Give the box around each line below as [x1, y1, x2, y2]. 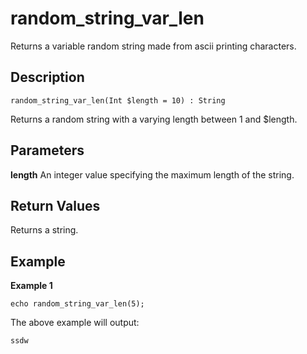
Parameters [10, 142, 85, 159]
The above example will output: [10, 317, 140, 329]
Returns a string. [10, 224, 79, 236]
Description [10, 69, 85, 86]
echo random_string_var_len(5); [10, 299, 145, 309]
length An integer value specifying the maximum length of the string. [10, 168, 295, 181]
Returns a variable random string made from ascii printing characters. [10, 40, 297, 52]
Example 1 [10, 280, 53, 292]
